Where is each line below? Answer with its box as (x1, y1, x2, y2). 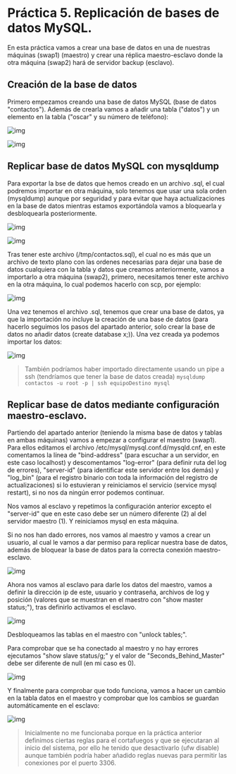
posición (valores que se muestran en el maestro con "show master (7, 595, 204, 604)
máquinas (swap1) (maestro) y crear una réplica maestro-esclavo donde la (7, 51, 223, 59)
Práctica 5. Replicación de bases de (7, 5, 220, 21)
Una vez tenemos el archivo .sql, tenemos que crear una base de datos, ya (7, 307, 224, 315)
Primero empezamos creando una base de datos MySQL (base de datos (7, 97, 217, 106)
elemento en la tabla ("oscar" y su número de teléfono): (7, 112, 169, 121)
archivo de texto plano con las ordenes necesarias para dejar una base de (7, 258, 223, 266)
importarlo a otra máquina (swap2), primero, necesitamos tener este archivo (7, 272, 229, 281)
